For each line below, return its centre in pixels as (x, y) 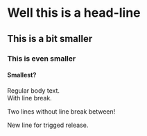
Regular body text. (34, 90)
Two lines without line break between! (61, 111)
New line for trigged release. (48, 125)
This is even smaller (42, 59)
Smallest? (22, 75)
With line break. (29, 98)
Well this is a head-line (74, 13)
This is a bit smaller (50, 39)
